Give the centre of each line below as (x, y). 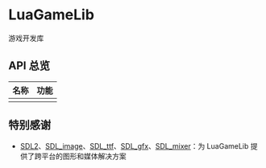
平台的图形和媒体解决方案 (84, 156)
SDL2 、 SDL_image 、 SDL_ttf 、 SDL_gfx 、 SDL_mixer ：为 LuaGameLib (134, 145)
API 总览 (29, 66)
